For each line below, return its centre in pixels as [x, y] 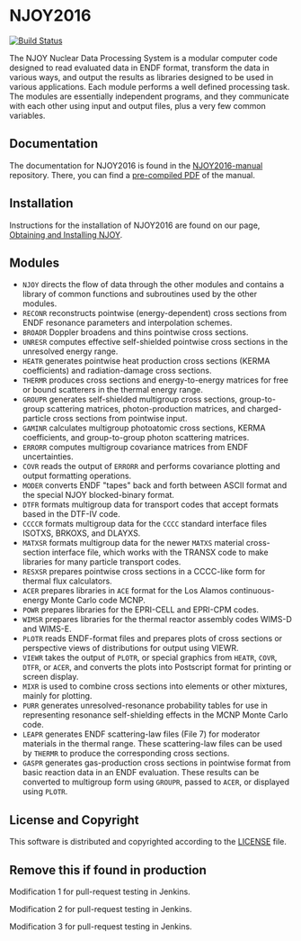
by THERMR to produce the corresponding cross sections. [126, 754]
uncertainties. [48, 457]
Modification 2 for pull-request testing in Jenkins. [101, 909]
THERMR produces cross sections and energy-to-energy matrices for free [155, 380]
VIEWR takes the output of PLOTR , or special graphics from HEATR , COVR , [150, 657]
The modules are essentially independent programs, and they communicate [149, 96]
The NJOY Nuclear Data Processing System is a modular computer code [144, 58]
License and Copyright [74, 820]
